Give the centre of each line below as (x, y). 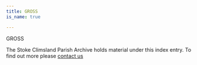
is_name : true (24, 17)
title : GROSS (22, 11)
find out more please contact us (45, 56)
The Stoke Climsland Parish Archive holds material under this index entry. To (99, 49)
